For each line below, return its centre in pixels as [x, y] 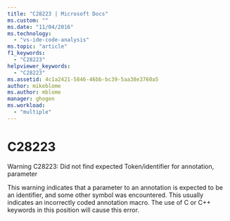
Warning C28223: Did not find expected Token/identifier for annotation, [111, 166]
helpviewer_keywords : [39, 66]
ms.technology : [30, 33]
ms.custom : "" [28, 20]
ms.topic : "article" [38, 46]
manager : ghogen [31, 99]
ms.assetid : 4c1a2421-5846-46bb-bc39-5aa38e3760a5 [83, 79]
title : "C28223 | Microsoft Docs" [58, 14]
